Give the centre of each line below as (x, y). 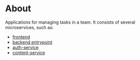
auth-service (25, 47)
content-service (29, 53)
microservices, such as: (29, 27)
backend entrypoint (32, 42)
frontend (21, 37)
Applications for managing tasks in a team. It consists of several (70, 22)
